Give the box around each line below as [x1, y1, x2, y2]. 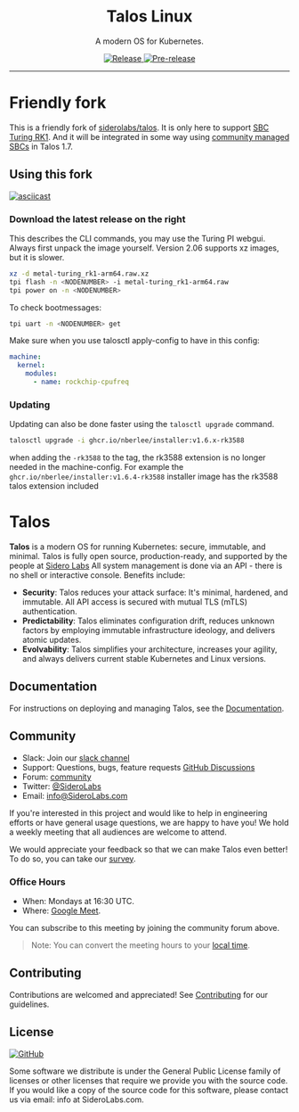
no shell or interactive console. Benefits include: [9, 570, 185, 581]
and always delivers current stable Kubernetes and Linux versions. [21, 654, 267, 664]
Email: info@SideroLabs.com [21, 790, 128, 801]
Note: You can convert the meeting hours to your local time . [30, 940, 251, 951]
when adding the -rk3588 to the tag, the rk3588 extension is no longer [9, 452, 266, 463]
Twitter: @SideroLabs [21, 780, 102, 791]
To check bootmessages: [9, 301, 102, 313]
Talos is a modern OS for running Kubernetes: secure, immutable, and [9, 541, 266, 552]
